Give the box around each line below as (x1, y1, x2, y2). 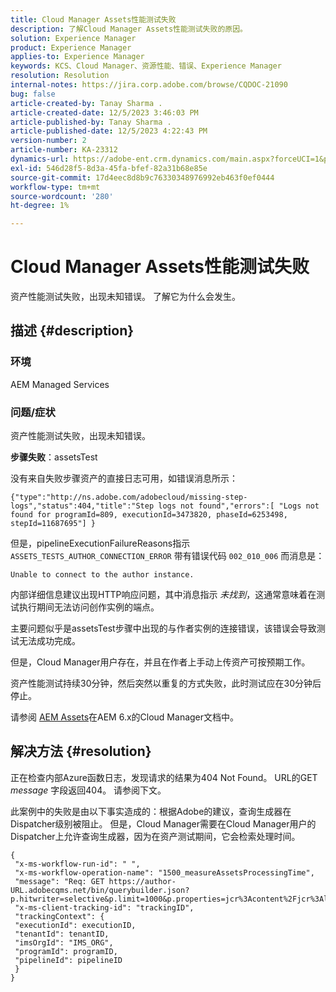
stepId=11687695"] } (10, 519, 97, 529)
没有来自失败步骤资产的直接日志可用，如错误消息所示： (10, 472, 238, 485)
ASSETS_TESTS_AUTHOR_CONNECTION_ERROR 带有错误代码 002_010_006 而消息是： (10, 550, 325, 562)
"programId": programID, (14, 946, 118, 956)
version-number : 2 (10, 136, 87, 146)
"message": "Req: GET (14, 876, 105, 886)
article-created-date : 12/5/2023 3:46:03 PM (10, 107, 199, 118)
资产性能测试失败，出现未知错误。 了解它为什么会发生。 (10, 291, 241, 303)
